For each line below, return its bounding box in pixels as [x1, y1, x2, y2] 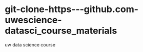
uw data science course [5, 41, 56, 47]
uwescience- [5, 14, 62, 26]
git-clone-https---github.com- [5, 4, 139, 15]
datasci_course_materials [5, 25, 117, 36]
